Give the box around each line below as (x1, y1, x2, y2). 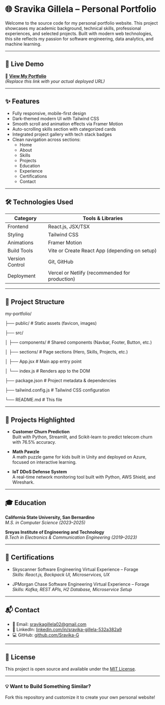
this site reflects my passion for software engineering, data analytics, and (5, 35, 154, 41)
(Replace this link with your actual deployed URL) (5, 78, 105, 84)
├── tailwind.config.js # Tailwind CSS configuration (5, 387, 110, 393)
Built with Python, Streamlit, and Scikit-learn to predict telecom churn (12, 434, 153, 440)
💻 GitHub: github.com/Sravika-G (12, 632, 80, 638)
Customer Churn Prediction (12, 429, 70, 434)
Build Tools (7, 247, 33, 254)
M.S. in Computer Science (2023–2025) (5, 519, 86, 526)
